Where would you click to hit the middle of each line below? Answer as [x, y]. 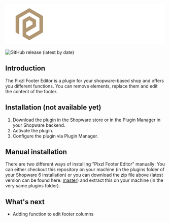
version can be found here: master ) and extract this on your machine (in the [84, 180]
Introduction [25, 68]
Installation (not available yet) [53, 108]
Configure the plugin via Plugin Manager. [55, 136]
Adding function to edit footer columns [53, 214]
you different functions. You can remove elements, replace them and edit [81, 86]
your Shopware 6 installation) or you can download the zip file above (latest [84, 175]
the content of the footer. [31, 91]
